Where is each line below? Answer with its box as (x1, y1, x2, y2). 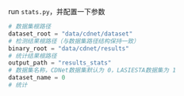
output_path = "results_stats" (8, 59, 112, 67)
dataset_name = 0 (8, 74, 66, 82)
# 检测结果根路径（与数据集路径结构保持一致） (8, 37, 140, 45)
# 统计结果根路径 (8, 52, 57, 60)
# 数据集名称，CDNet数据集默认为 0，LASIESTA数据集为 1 (8, 66, 177, 75)
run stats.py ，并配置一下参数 (8, 7, 105, 16)
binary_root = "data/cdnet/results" (8, 44, 129, 53)
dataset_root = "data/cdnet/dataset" (8, 30, 133, 38)
